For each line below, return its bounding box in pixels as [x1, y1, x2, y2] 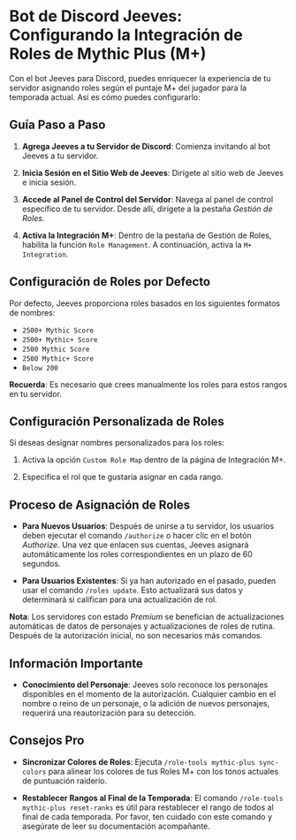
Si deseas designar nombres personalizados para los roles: [9, 438, 225, 448]
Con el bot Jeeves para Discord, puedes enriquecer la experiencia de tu [9, 73, 271, 83]
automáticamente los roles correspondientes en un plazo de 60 [21, 549, 254, 560]
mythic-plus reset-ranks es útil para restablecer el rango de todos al [21, 802, 274, 813]
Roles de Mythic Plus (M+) [9, 44, 207, 64]
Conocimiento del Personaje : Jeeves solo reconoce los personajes [21, 679, 269, 690]
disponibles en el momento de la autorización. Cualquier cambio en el [21, 689, 277, 699]
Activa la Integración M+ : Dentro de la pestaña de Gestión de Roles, [21, 230, 272, 241]
